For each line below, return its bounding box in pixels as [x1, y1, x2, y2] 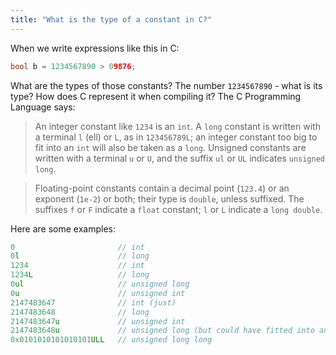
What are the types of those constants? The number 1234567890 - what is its [10, 79, 323, 91]
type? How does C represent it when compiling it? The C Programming [10, 90, 302, 102]
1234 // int [10, 261, 145, 271]
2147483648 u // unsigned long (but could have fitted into [10, 326, 315, 336]
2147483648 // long [10, 307, 150, 317]
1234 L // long [10, 270, 150, 280]
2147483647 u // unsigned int [10, 316, 186, 326]
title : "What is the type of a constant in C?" [10, 14, 213, 25]
